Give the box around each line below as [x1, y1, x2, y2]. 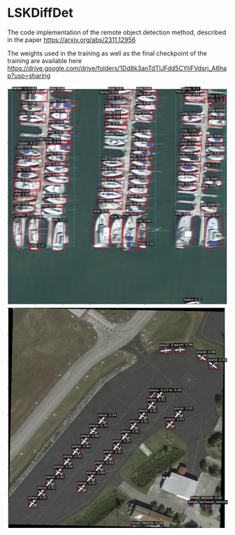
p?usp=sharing [7, 71, 51, 80]
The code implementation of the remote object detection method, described [7, 28, 227, 36]
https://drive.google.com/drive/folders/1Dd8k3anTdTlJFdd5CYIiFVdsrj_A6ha [7, 64, 227, 72]
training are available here [7, 56, 83, 64]
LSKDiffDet [7, 5, 73, 21]
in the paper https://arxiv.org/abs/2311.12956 [7, 35, 136, 43]
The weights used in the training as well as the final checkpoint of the [7, 49, 208, 57]
